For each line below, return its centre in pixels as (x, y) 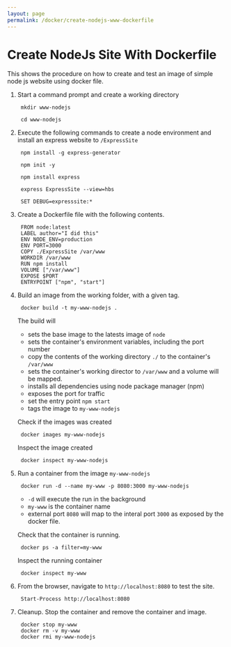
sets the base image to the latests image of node (96, 335)
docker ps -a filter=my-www (61, 548)
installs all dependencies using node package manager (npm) (116, 386)
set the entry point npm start (69, 401)
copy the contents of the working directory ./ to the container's (119, 357)
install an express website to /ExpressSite (78, 140)
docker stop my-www (49, 625)
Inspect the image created (55, 448)
